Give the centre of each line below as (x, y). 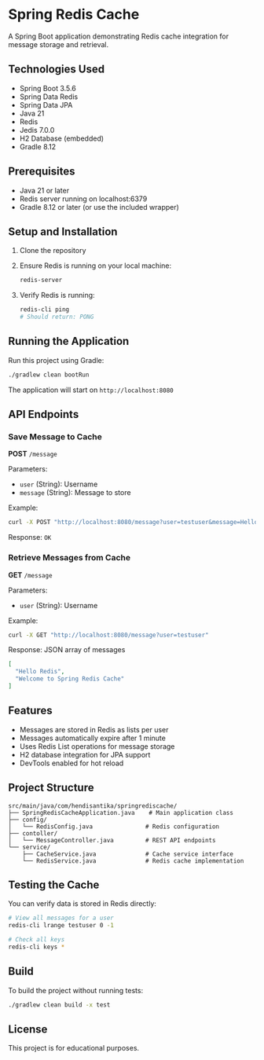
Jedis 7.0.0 (37, 130)
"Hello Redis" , (40, 672)
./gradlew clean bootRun (49, 375)
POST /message (33, 454)
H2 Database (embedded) (62, 138)
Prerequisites (42, 172)
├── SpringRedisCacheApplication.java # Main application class (121, 812)
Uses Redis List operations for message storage (97, 746)
